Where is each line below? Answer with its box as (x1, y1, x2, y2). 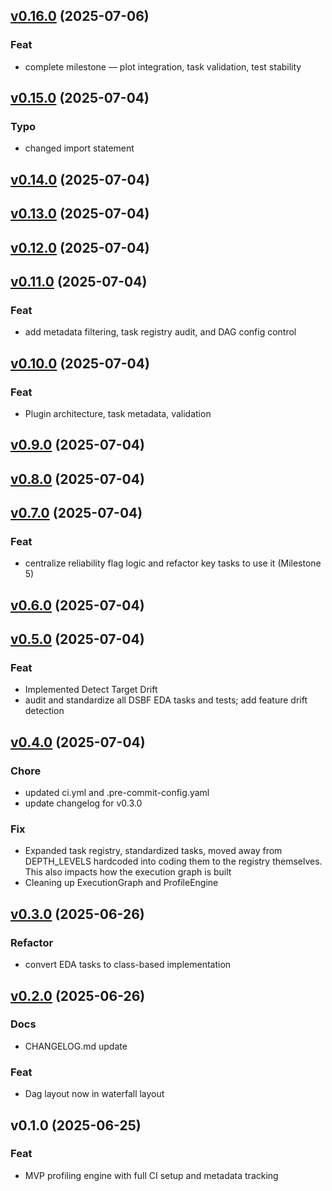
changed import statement (24, 142, 135, 154)
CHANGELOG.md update (24, 1040, 128, 1052)
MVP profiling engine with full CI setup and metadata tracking (24, 1169, 279, 1181)
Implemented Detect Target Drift (24, 684, 158, 696)
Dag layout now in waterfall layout (24, 1088, 165, 1100)
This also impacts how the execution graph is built (24, 866, 232, 878)
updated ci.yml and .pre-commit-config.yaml (24, 787, 210, 799)
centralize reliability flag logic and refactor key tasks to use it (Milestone (24, 557, 322, 569)
